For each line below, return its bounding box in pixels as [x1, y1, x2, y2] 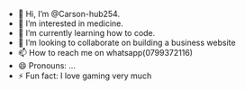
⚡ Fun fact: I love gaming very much [17, 70, 152, 81]
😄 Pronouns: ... [17, 60, 77, 71]
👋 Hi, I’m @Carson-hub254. [17, 9, 120, 19]
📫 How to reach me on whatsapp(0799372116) [17, 48, 194, 58]
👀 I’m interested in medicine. [17, 18, 124, 29]
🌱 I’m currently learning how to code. [17, 28, 156, 38]
